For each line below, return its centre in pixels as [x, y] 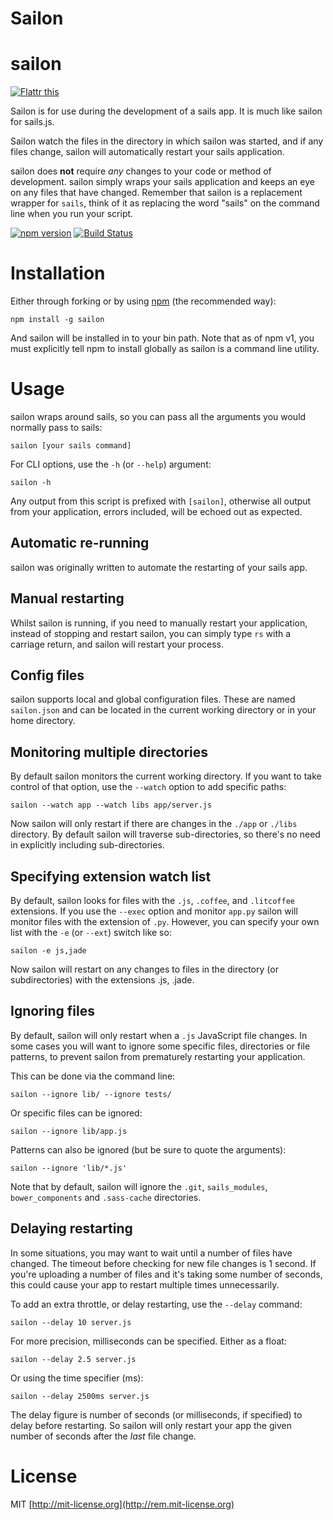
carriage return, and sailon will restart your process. [117, 644]
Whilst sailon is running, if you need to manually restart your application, [159, 623]
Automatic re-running [80, 543]
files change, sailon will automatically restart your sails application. [147, 152]
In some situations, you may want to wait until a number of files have [151, 1253]
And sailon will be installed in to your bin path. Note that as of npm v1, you [162, 338]
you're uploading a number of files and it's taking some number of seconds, [166, 1274]
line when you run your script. [72, 214]
